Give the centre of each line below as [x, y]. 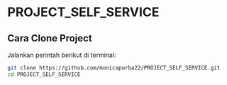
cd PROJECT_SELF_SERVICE [44, 74]
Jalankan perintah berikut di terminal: [62, 55]
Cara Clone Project [50, 38]
